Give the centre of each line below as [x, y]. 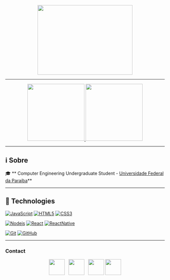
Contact [15, 251]
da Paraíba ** [19, 180]
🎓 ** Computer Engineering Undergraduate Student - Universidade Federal [84, 173]
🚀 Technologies [30, 201]
